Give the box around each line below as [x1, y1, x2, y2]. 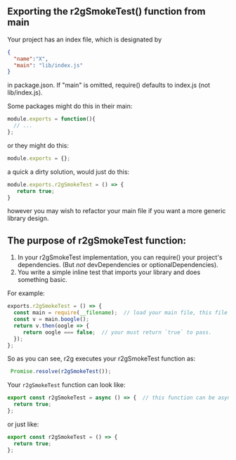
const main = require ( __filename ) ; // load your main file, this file [13, 309, 228, 316]
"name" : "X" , [13, 55, 49, 62]
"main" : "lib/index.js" [13, 62, 83, 69]
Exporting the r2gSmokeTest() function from [7, 6, 206, 18]
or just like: [7, 420, 39, 428]
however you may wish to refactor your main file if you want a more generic [7, 207, 226, 215]
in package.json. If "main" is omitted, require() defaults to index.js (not [7, 81, 211, 90]
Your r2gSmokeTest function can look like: [7, 381, 126, 389]
